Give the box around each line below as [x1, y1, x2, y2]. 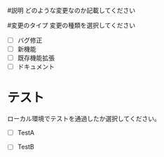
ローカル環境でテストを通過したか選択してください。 [7, 115, 161, 123]
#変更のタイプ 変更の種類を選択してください [7, 21, 135, 30]
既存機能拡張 [17, 54, 55, 62]
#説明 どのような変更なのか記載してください [7, 6, 135, 14]
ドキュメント [17, 63, 55, 71]
